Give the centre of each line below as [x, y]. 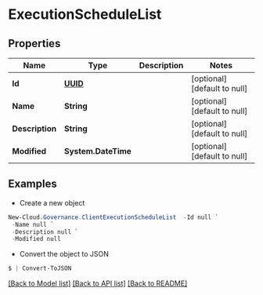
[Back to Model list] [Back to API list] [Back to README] [98, 283]
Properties [34, 44]
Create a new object [52, 202]
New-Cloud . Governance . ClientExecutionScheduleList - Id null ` [113, 217]
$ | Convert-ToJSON [40, 268]
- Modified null [36, 239]
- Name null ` [33, 224]
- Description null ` [45, 232]
